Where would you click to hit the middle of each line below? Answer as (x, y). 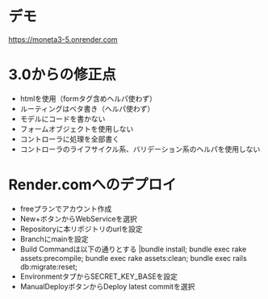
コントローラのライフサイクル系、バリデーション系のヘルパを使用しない (140, 149)
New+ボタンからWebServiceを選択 (78, 218)
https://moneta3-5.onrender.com (63, 39)
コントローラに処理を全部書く (69, 139)
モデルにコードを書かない (63, 119)
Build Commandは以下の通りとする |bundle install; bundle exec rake (133, 249)
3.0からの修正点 (62, 75)
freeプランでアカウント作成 (66, 208)
